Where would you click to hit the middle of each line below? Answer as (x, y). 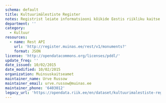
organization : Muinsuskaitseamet (40, 74)
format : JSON (27, 51)
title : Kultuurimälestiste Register (43, 14)
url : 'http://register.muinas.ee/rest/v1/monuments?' (70, 47)
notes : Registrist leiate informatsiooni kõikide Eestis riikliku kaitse (83, 19)
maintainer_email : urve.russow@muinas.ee (48, 83)
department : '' (21, 24)
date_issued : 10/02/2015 (31, 65)
